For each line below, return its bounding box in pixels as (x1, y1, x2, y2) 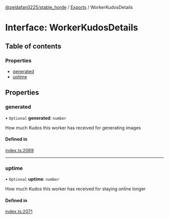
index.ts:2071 (5, 208, 33, 214)
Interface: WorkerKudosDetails (5, 22, 138, 33)
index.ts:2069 (5, 147, 34, 153)
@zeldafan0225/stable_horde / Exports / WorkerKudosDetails (5, 5, 133, 10)
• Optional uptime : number (5, 176, 59, 182)
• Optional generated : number (5, 115, 67, 121)
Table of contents (5, 42, 61, 50)
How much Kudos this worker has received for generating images (5, 124, 141, 130)
